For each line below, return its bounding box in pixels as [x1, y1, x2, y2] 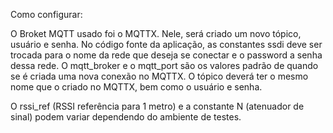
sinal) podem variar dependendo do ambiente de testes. [10, 111, 242, 123]
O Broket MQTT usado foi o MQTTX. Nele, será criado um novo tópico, [10, 28, 302, 39]
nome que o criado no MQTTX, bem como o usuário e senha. [10, 81, 263, 93]
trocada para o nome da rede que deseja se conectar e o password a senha [10, 49, 323, 61]
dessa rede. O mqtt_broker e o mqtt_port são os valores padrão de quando [10, 60, 319, 71]
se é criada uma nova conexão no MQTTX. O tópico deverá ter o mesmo [10, 70, 309, 82]
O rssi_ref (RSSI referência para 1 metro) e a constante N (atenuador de [10, 100, 305, 112]
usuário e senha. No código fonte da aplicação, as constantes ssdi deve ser [10, 39, 323, 50]
